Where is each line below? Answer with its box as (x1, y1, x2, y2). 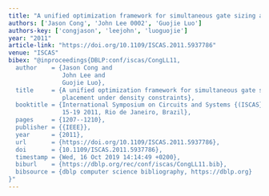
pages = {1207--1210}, (15, 116, 106, 124)
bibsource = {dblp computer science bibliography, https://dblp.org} (15, 168, 252, 176)
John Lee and (62, 71, 106, 79)
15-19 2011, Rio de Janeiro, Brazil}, (62, 109, 192, 117)
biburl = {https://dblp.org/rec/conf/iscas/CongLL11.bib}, (15, 161, 227, 169)
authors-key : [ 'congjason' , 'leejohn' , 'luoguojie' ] (8, 26, 188, 34)
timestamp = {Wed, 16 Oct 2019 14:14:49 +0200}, (15, 153, 181, 161)
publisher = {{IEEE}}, (15, 123, 91, 131)
